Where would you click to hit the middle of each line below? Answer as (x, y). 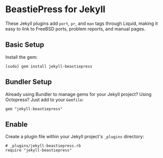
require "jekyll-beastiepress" (39, 150)
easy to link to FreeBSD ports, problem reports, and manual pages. (75, 28)
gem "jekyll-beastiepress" (34, 109)
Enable (17, 124)
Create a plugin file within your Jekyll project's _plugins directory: (75, 137)
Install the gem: (21, 57)
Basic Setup (25, 45)
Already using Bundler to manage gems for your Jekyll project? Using (78, 94)
